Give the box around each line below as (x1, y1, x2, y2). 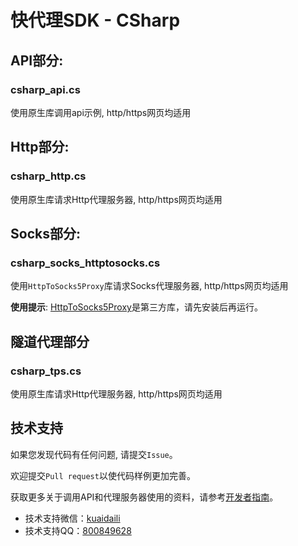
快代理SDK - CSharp (10, 9, 181, 32)
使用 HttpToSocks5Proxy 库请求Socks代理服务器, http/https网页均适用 (10, 280, 289, 292)
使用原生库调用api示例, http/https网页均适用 (10, 106, 192, 118)
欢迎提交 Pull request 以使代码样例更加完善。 (10, 469, 196, 481)
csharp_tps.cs (10, 364, 82, 378)
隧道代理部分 (10, 333, 90, 350)
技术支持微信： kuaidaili (24, 512, 121, 524)
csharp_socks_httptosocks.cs (10, 256, 161, 270)
